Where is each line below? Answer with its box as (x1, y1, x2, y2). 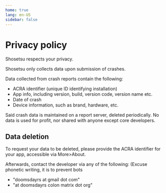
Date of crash (12, 97, 42, 103)
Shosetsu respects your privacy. (5, 56, 73, 62)
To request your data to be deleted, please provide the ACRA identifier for (5, 146, 161, 152)
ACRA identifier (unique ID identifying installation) (12, 85, 118, 92)
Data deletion (5, 132, 49, 141)
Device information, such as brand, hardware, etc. (12, 102, 119, 108)
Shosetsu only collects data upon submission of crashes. (5, 66, 126, 72)
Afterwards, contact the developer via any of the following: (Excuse (5, 161, 148, 167)
